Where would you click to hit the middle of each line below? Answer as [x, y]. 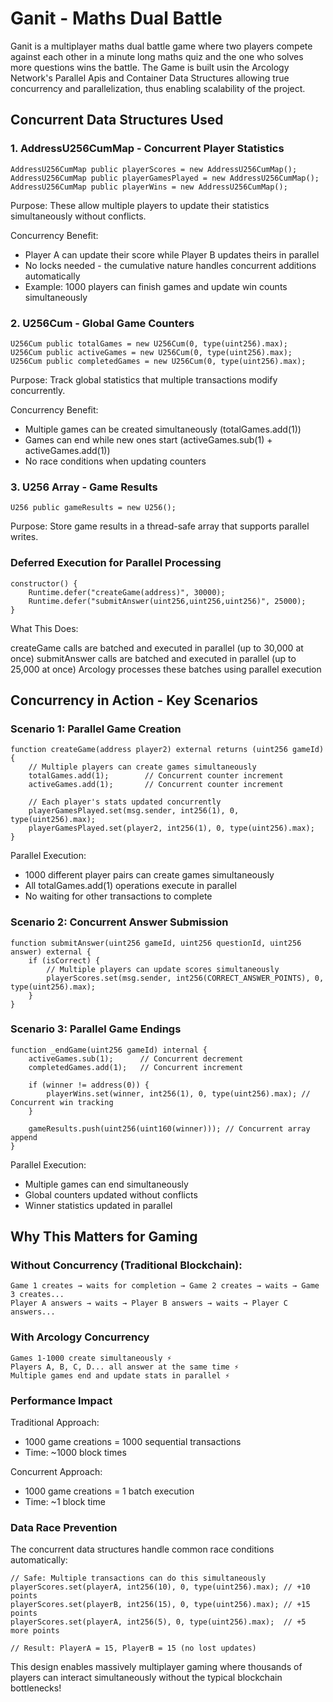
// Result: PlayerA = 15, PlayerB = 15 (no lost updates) [133, 1648]
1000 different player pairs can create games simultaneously [149, 875]
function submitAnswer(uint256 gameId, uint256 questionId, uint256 [156, 943]
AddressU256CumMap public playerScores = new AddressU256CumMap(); [154, 169]
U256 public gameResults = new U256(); [93, 508]
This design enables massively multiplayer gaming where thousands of [156, 1667]
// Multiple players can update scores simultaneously [163, 969]
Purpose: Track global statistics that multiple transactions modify [144, 379]
